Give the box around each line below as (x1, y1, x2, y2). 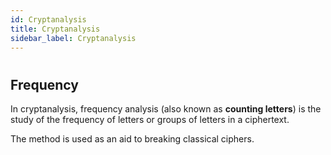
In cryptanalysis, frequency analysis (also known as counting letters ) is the (10, 102, 322, 115)
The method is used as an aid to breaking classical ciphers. (10, 132, 255, 145)
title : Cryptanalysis (10, 24, 101, 34)
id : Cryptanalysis (10, 14, 87, 25)
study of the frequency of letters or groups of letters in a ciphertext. (10, 113, 290, 125)
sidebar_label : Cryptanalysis (10, 33, 137, 43)
